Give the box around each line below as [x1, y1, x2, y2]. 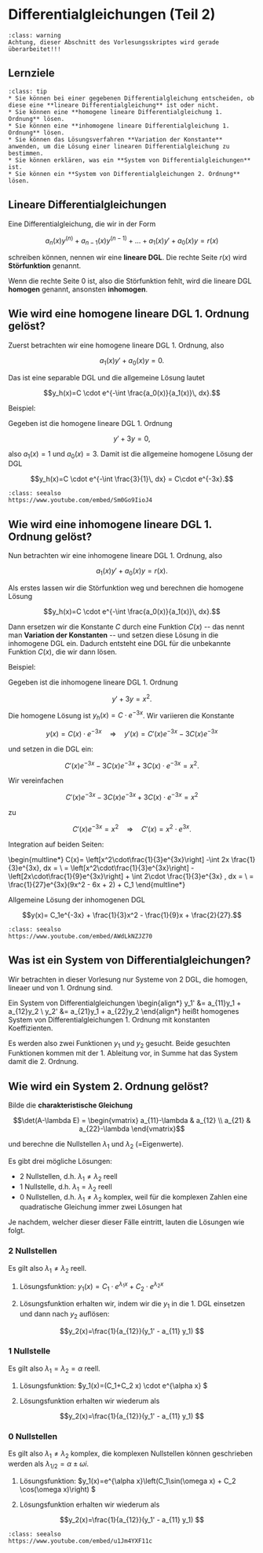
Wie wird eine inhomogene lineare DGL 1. [8, 517, 212, 531]
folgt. [8, 1226, 25, 1235]
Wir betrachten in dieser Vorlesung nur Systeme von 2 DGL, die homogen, [8, 975, 248, 984]
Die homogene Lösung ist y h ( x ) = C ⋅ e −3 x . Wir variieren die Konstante [8, 709, 235, 722]
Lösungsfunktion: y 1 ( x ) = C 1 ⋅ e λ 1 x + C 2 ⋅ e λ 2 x [19, 1280, 164, 1293]
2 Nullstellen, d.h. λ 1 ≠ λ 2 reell [19, 1171, 118, 1183]
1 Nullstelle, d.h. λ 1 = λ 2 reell [19, 1181, 112, 1193]
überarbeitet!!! [8, 45, 61, 53]
